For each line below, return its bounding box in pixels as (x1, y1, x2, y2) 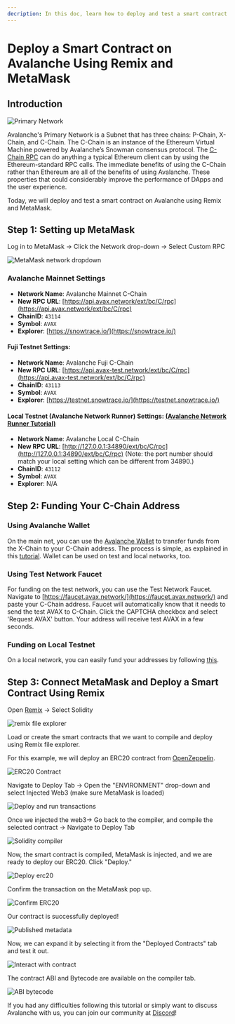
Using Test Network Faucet (7, 569, 102, 579)
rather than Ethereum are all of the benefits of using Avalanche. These (7, 168, 210, 176)
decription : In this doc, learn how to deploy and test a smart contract (7, 10, 228, 18)
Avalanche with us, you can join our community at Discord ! (7, 1009, 177, 1017)
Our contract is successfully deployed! (7, 912, 119, 921)
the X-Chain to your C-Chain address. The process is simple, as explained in (7, 544, 228, 553)
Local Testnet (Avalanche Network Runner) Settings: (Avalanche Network (7, 412, 227, 420)
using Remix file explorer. (7, 741, 81, 749)
